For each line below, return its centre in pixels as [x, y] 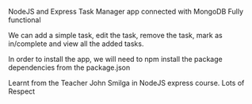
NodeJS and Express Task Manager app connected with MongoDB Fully [126, 12]
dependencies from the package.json [69, 67]
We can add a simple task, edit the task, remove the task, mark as [116, 35]
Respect [22, 91]
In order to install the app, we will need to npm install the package [116, 59]
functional [25, 20]
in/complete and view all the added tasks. [76, 44]
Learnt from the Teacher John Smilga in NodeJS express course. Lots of [126, 83]
